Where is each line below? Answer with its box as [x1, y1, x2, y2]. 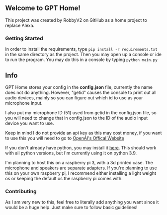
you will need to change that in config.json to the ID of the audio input [5, 115, 148, 121]
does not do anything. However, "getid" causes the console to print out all [5, 89, 157, 95]
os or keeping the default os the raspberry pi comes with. [5, 175, 123, 181]
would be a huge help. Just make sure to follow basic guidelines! [5, 205, 138, 211]
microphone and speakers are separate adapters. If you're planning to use [5, 165, 158, 171]
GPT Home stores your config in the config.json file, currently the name [5, 84, 153, 90]
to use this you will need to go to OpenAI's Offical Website [5, 135, 124, 141]
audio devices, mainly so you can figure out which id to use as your [5, 94, 143, 101]
